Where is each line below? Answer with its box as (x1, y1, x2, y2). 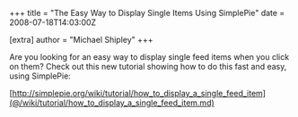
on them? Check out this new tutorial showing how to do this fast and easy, (9, 62, 287, 71)
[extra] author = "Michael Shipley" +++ (9, 35, 154, 45)
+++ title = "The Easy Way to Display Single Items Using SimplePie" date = (9, 8, 285, 18)
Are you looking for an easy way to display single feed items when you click (9, 52, 290, 62)
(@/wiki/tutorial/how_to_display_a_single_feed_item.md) (9, 97, 215, 108)
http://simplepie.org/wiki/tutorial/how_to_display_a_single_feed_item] (12, 88, 267, 98)
